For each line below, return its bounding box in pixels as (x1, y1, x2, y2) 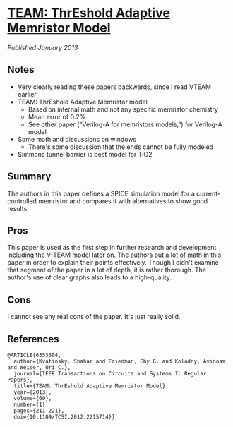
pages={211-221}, (13, 407, 65, 414)
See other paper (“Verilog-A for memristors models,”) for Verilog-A (28, 120, 222, 128)
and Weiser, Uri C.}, (7, 364, 71, 371)
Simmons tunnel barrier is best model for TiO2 (17, 150, 153, 158)
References (7, 333, 59, 345)
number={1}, (13, 401, 49, 408)
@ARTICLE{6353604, (7, 351, 61, 359)
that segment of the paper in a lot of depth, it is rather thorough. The (7, 266, 207, 275)
